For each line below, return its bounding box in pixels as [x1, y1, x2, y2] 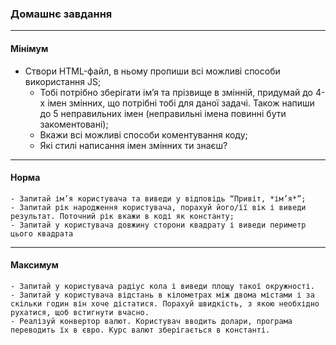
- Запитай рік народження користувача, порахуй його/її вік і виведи [10, 202, 307, 212]
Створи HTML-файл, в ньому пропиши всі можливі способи [24, 65, 281, 77]
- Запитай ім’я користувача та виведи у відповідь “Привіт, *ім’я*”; [10, 193, 307, 204]
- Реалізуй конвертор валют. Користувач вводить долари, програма [10, 316, 293, 326]
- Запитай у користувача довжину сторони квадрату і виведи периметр [10, 220, 307, 230]
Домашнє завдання [10, 7, 113, 21]
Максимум [10, 259, 59, 271]
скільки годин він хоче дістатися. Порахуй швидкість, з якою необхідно [10, 298, 320, 309]
